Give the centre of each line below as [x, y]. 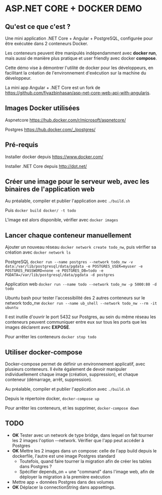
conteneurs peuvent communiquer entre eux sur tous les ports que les [76, 322]
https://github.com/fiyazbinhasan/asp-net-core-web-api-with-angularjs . [78, 93]
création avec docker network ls [38, 252]
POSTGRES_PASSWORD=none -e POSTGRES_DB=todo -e [54, 271]
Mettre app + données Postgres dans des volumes [63, 482]
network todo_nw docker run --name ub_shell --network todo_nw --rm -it [81, 303]
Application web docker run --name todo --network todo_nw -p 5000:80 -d [81, 284]
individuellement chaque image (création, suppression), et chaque [71, 375]
